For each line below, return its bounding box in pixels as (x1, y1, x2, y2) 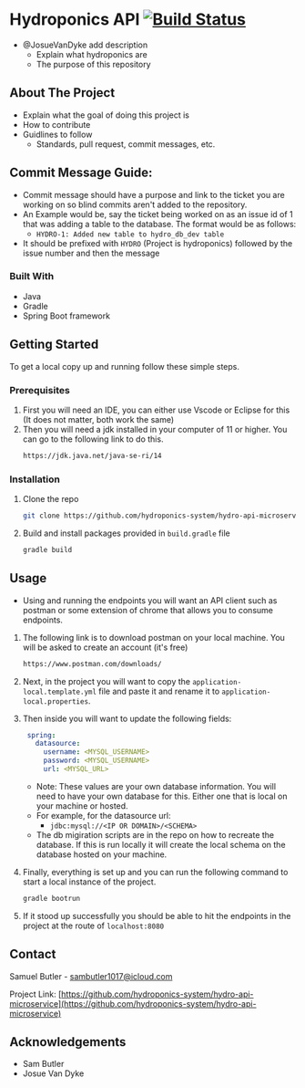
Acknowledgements (9, 1034, 127, 1050)
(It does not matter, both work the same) (22, 413, 175, 424)
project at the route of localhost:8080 (22, 920, 165, 931)
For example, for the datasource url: (36, 810, 171, 821)
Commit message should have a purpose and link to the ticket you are (22, 189, 285, 200)
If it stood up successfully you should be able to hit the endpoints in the (22, 910, 291, 921)
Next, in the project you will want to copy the (22, 675, 191, 686)
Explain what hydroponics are (36, 48, 147, 59)
